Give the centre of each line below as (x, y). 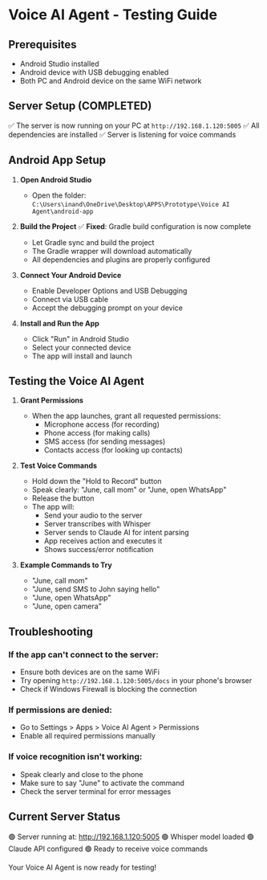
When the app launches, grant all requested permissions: (126, 416)
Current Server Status (65, 817)
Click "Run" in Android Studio (81, 338)
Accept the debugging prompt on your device (107, 308)
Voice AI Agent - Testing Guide (113, 15)
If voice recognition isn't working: (75, 757)
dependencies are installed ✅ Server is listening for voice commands (122, 134)
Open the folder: (59, 195)
